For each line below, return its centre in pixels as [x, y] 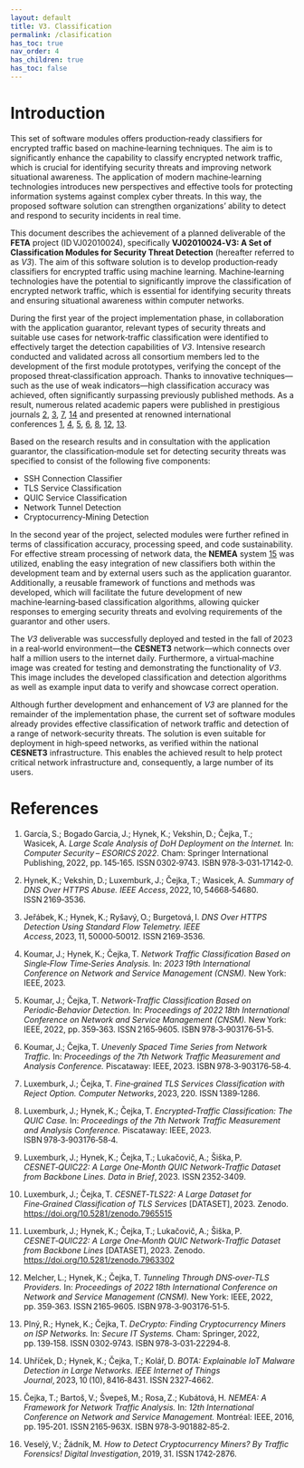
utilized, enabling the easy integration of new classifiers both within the [143, 563]
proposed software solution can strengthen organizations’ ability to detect [148, 206]
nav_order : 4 [35, 52]
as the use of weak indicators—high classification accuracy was [150, 385]
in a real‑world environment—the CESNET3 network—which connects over [150, 648]
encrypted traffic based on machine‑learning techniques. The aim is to [142, 148]
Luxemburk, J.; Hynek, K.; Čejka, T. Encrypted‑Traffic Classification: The [158, 1111]
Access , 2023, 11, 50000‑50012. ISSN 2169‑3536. [114, 936]
